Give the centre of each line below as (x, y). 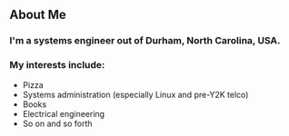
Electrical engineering (64, 113)
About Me (38, 15)
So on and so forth (57, 123)
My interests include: (57, 65)
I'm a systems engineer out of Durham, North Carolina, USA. (145, 41)
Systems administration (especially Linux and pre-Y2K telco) (135, 94)
